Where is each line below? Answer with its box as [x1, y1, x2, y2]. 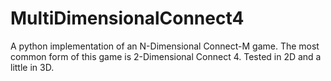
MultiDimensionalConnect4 [10, 7, 245, 30]
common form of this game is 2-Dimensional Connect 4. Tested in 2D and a [10, 50, 322, 62]
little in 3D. [10, 61, 55, 73]
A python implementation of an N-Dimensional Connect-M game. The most [10, 40, 320, 52]
